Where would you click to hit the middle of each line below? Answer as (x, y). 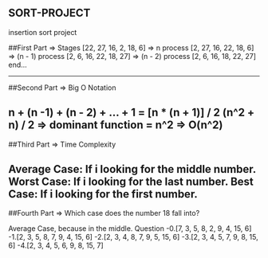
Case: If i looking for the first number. (103, 194)
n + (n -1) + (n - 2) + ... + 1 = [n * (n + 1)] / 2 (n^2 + (132, 113)
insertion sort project (43, 32)
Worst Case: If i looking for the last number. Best (131, 182)
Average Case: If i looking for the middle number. (132, 169)
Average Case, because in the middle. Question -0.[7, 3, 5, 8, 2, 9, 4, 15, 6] (130, 229)
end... (18, 64)
